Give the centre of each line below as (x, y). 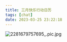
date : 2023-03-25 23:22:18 (34, 19)
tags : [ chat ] (19, 15)
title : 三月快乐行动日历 (28, 10)
